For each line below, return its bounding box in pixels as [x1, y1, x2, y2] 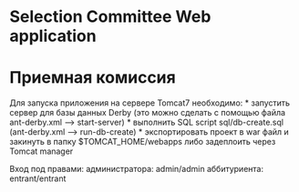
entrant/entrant [9, 173, 67, 184]
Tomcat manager [9, 146, 74, 157]
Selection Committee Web [9, 6, 211, 27]
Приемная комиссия [9, 67, 176, 88]
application [9, 25, 98, 46]
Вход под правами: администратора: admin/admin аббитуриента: [9, 164, 264, 175]
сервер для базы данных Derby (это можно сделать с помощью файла [9, 107, 285, 118]
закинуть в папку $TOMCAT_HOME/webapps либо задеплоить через [9, 136, 276, 147]
